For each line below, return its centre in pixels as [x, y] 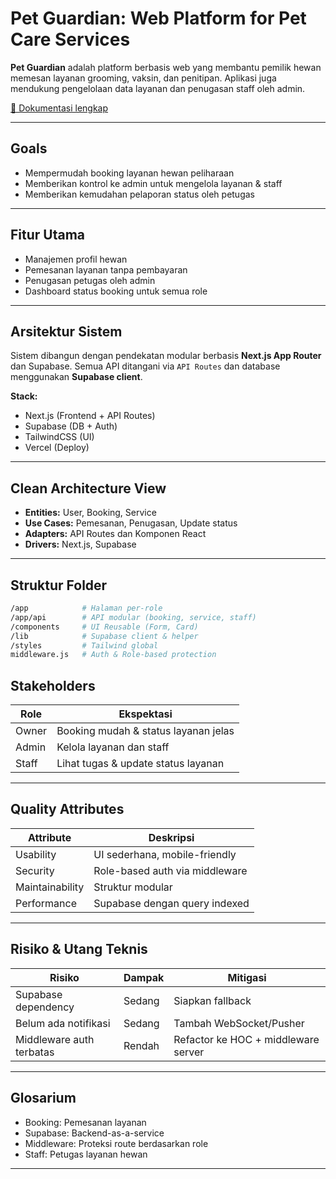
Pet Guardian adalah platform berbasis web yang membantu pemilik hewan [166, 67]
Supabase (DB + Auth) [71, 426]
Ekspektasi [145, 714]
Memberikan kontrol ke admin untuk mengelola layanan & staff [153, 183]
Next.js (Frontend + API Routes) [90, 416]
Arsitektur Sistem [66, 331]
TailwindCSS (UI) [59, 437]
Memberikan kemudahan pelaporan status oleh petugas [139, 194]
